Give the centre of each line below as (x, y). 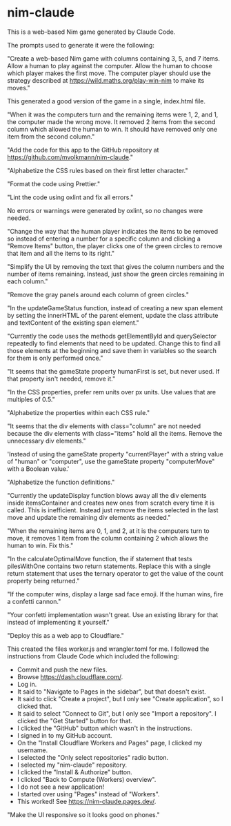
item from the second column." (51, 137)
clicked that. (34, 706)
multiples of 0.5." (31, 399)
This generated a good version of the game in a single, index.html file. (106, 101)
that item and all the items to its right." (61, 253)
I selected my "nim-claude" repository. (72, 765)
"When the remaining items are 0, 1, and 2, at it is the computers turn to (109, 531)
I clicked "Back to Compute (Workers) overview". (87, 779)
